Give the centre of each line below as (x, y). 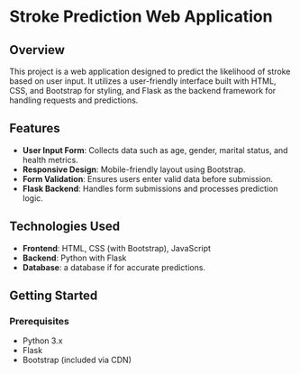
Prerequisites (39, 321)
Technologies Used (64, 227)
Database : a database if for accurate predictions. (114, 267)
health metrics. (50, 160)
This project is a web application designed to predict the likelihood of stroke (150, 71)
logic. (32, 198)
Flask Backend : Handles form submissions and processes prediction (150, 188)
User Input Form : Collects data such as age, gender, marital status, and (155, 150)
